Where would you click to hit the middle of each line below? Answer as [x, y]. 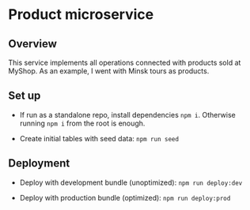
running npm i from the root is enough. [82, 123]
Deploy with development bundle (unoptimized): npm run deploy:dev [131, 182]
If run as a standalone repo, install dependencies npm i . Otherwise [127, 114]
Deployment [39, 163]
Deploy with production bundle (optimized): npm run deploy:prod [125, 197]
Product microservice [81, 15]
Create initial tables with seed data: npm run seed [99, 138]
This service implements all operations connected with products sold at [125, 62]
